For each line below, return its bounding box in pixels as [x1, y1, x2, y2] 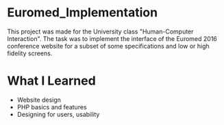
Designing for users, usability [16, 110, 100, 118]
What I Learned [7, 73, 96, 89]
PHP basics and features [16, 102, 87, 111]
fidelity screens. [7, 49, 53, 57]
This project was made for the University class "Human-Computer [7, 27, 194, 36]
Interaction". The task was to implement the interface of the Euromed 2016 [7, 34, 218, 42]
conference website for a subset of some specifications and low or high [7, 42, 210, 50]
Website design [16, 96, 62, 104]
